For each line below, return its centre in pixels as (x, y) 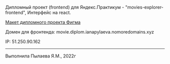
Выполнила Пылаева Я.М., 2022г (41, 56)
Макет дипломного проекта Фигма (43, 22)
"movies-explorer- (144, 7)
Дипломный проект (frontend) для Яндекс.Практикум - (65, 7)
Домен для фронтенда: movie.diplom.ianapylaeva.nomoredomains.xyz (80, 32)
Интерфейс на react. (49, 12)
